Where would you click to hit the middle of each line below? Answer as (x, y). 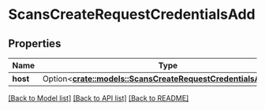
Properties (35, 44)
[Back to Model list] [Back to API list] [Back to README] (99, 98)
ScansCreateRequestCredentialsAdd (132, 15)
